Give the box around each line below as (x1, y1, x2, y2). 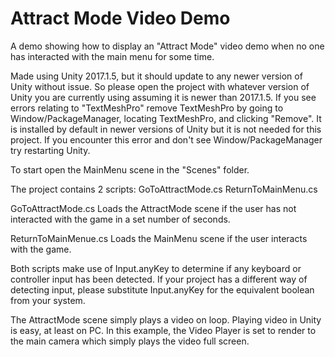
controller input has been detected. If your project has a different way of (10, 273, 308, 285)
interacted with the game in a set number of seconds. (10, 213, 231, 225)
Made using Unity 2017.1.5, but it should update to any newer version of (10, 70, 303, 82)
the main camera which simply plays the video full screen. (10, 335, 250, 347)
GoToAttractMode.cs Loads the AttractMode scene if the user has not (10, 202, 297, 214)
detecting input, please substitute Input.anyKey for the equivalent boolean (10, 283, 315, 296)
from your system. (10, 294, 86, 306)
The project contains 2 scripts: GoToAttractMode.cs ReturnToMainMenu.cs (10, 183, 318, 195)
